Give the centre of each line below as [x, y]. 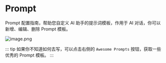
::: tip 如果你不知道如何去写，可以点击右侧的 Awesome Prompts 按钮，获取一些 [83, 49]
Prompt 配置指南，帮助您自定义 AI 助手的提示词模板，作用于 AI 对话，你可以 [83, 23]
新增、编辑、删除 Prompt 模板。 [38, 29]
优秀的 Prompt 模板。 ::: [29, 55]
